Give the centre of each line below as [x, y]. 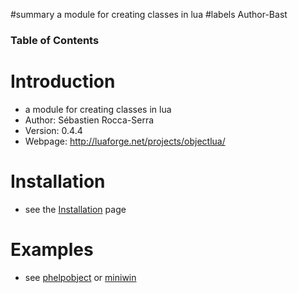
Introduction [63, 81]
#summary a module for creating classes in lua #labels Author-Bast [149, 14]
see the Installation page [75, 209]
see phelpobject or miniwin [80, 277]
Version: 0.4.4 [53, 130]
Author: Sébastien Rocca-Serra [89, 120]
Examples [52, 249]
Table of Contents [55, 40]
